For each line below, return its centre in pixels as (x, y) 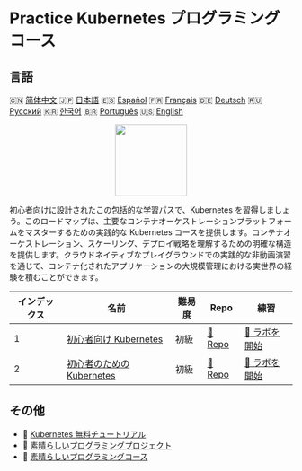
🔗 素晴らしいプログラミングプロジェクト (97, 445)
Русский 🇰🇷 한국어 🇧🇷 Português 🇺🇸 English (97, 111)
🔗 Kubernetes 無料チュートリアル (84, 434)
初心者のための (98, 364)
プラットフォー (264, 221)
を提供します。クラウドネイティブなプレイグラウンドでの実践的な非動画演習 (151, 255)
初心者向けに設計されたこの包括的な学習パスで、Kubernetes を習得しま (142, 210)
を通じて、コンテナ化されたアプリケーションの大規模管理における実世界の (147, 266)
